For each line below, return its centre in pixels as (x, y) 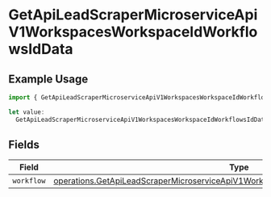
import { (23, 98)
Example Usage (48, 79)
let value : (27, 112)
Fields (24, 145)
